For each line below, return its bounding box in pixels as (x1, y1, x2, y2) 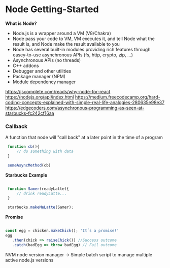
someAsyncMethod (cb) (7, 162, 51, 168)
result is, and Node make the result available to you (12, 41, 120, 47)
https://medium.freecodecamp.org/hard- (75, 94, 161, 100)
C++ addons (12, 62, 39, 69)
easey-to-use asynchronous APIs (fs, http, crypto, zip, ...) (12, 52, 133, 58)
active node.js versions (5, 257, 54, 263)
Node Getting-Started (5, 4, 99, 15)
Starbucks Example (5, 172, 47, 178)
